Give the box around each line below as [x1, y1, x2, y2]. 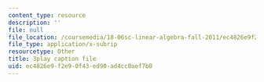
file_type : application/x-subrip [8, 41, 118, 48]
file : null [8, 26, 44, 34]
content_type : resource [8, 11, 86, 20]
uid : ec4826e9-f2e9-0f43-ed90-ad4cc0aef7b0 [8, 62, 153, 70]
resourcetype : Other [8, 48, 76, 55]
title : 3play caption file [8, 55, 97, 63]
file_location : [8, 33, 58, 41]
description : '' [8, 19, 61, 27]
